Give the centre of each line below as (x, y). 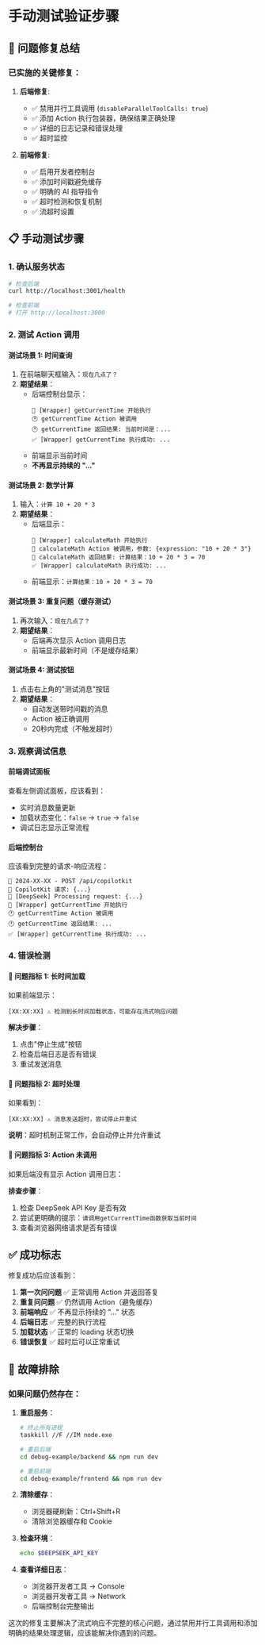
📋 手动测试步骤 (46, 239)
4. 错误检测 (29, 955)
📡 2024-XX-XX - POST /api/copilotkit (70, 882)
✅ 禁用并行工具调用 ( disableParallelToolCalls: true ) (120, 108)
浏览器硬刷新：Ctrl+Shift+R (76, 1512)
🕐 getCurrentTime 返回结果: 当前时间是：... (101, 429)
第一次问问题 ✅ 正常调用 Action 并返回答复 (89, 1292)
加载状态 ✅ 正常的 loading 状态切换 (77, 1332)
